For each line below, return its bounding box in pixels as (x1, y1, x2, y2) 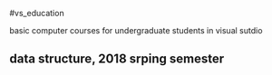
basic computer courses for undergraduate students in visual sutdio (9, 25, 263, 35)
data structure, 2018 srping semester (9, 52, 225, 67)
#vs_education (9, 8, 65, 18)
